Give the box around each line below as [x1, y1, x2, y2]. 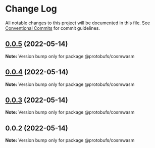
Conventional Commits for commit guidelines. [5, 25, 100, 31]
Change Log [5, 3, 57, 15]
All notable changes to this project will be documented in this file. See [5, 20, 150, 26]
